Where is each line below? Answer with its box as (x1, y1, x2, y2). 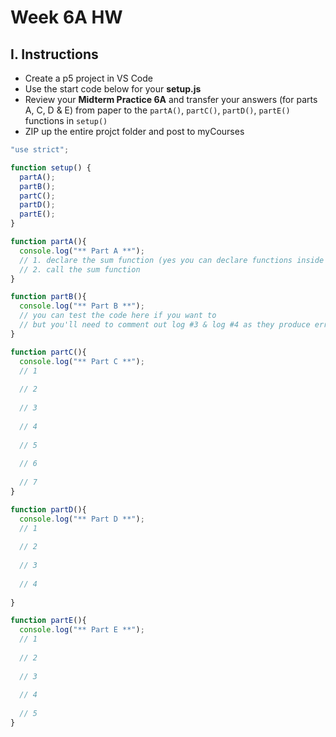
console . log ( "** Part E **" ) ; (19, 625, 145, 635)
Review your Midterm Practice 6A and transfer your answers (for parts (24, 94, 318, 105)
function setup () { (10, 162, 92, 173)
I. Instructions (10, 46, 99, 63)
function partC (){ (10, 347, 87, 357)
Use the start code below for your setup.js (24, 83, 202, 95)
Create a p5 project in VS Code (24, 72, 153, 84)
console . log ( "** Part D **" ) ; (19, 514, 145, 524)
